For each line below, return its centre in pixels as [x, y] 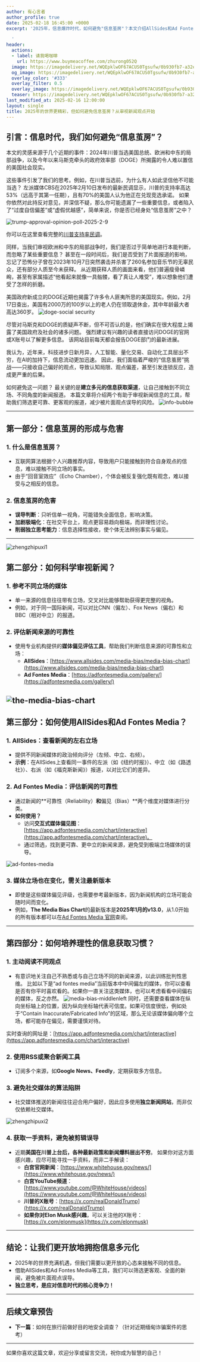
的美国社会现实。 [27, 167]
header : [16, 45]
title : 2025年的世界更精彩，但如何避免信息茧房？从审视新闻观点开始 [81, 111]
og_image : [24, 72]
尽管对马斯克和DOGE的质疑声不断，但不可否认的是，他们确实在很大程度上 [97, 325]
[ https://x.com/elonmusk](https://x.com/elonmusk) [86, 1222]
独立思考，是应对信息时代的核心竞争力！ [64, 1286]
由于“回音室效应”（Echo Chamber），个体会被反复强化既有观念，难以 [99, 476]
